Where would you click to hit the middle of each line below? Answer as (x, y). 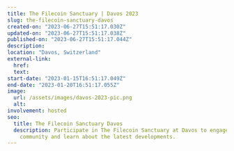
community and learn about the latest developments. (98, 136)
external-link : (29, 59)
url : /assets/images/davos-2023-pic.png (73, 98)
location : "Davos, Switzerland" (54, 53)
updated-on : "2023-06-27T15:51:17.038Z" (67, 33)
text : (22, 72)
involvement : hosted (37, 111)
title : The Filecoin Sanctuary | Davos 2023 (73, 14)
